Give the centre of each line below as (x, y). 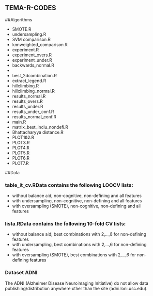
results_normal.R (29, 96)
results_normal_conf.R (34, 116)
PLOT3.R (21, 142)
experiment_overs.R (32, 55)
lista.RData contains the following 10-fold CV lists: (65, 224)
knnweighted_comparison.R (40, 44)
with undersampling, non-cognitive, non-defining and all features (77, 201)
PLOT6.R (21, 158)
